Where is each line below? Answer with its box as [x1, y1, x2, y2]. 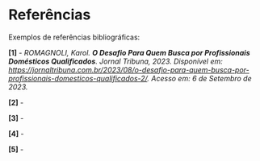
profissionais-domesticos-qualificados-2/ [8, 73, 148, 83]
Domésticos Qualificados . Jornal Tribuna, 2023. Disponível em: [8, 56, 224, 66]
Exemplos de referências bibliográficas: [8, 32, 140, 42]
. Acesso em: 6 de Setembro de [147, 73, 252, 83]
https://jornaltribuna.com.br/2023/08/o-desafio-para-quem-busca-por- [8, 64, 250, 74]
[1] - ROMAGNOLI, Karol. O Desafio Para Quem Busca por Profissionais [8, 47, 250, 57]
